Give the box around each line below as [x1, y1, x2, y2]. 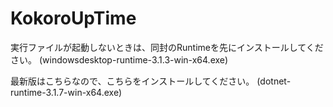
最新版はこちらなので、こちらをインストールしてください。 [10, 75, 255, 87]
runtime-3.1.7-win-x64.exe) [10, 86, 123, 98]
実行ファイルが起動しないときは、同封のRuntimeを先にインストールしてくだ [10, 41, 324, 53]
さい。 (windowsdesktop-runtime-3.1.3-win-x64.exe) [10, 53, 229, 66]
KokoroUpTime [10, 7, 137, 30]
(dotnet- [256, 75, 292, 87]
